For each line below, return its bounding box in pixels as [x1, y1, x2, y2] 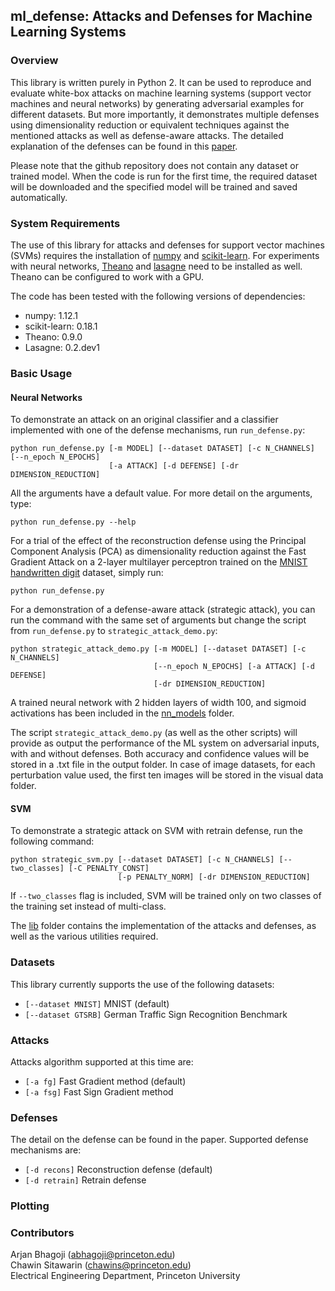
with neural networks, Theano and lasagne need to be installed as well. [10, 260, 303, 272]
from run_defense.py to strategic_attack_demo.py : [10, 625, 218, 637]
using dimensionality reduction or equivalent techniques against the [10, 119, 290, 131]
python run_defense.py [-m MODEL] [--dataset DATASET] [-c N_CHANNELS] [10, 444, 315, 454]
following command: [10, 835, 95, 848]
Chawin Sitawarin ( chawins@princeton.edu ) [10, 1259, 192, 1271]
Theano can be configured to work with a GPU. [10, 270, 205, 283]
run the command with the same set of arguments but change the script [10, 614, 307, 626]
